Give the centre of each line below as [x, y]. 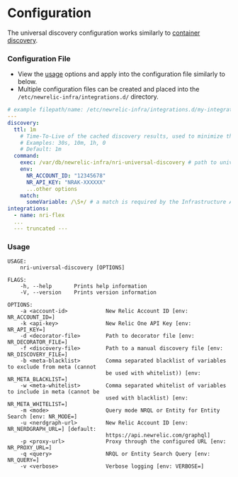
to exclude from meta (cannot [52, 367]
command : [27, 156]
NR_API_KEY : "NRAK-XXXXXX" [66, 182]
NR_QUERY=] [23, 460]
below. [27, 82]
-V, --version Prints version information [89, 292]
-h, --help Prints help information [84, 286]
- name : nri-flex [39, 215]
